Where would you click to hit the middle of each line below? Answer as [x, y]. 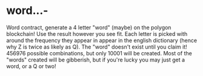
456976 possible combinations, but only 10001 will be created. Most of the [99, 53]
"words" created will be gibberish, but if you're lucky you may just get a [96, 60]
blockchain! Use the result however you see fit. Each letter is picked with [97, 33]
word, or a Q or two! [31, 66]
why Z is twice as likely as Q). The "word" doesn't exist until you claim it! [97, 47]
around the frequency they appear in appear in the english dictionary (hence [102, 40]
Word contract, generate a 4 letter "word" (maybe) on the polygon [89, 27]
